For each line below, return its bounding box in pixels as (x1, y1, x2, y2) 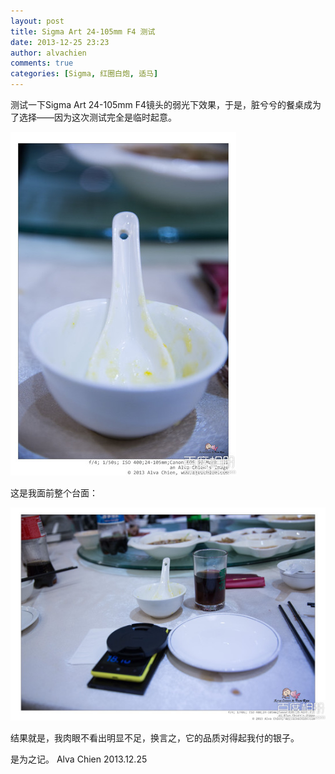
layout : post (10, 16, 65, 26)
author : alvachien (10, 48, 87, 58)
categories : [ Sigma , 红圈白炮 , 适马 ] (10, 69, 159, 79)
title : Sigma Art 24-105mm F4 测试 (10, 26, 156, 37)
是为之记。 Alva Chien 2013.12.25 (10, 753, 148, 765)
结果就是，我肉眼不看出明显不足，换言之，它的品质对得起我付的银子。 (10, 731, 300, 744)
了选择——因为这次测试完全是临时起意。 (10, 111, 177, 123)
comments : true (10, 58, 74, 69)
